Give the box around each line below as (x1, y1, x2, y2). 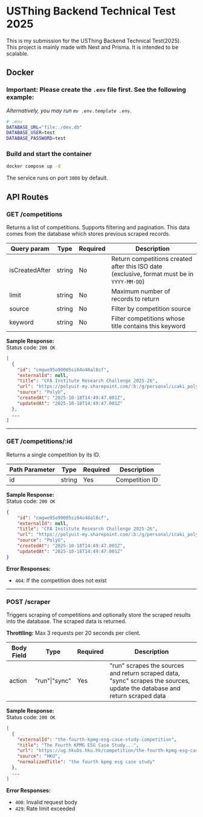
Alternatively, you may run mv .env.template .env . (6, 107, 132, 114)
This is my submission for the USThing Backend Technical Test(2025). (6, 37, 181, 44)
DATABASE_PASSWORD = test (6, 135, 66, 141)
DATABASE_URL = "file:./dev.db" (6, 124, 83, 131)
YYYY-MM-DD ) (111, 277, 145, 285)
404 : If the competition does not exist (14, 576, 107, 584)
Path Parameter (9, 465, 56, 474)
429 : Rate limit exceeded (14, 805, 76, 812)
